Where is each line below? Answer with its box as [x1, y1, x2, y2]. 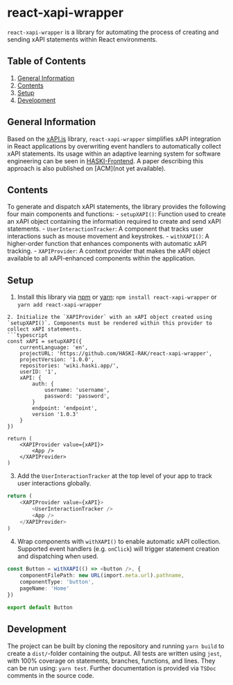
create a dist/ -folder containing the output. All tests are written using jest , [7, 649, 222, 657]
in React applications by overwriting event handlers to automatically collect [7, 142, 222, 150]
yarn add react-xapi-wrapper [17, 302, 102, 308]
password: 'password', [44, 393, 110, 400]
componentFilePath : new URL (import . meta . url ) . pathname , [19, 572, 185, 579]
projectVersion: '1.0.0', [19, 356, 95, 363]
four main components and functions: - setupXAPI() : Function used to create [7, 210, 226, 218]
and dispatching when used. [17, 552, 98, 561]
